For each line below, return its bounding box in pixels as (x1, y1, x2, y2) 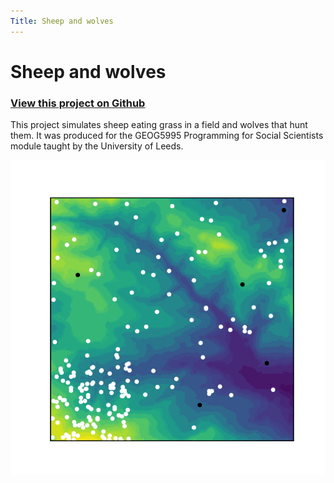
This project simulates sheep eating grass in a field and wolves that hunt (10, 119, 308, 131)
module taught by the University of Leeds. (10, 140, 184, 152)
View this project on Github (10, 96, 146, 110)
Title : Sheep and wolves (10, 16, 114, 26)
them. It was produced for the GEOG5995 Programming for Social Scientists (10, 130, 324, 142)
